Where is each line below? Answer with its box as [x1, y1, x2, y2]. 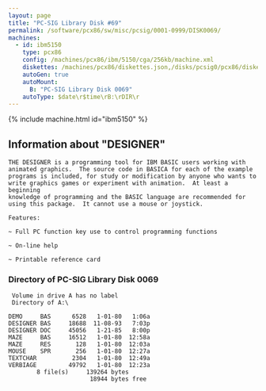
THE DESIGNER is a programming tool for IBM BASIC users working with [8, 159, 246, 167]
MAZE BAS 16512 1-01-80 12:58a [8, 334, 150, 342]
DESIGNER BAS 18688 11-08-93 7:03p [8, 320, 150, 328]
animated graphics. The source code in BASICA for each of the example [8, 166, 253, 174]
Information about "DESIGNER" [8, 137, 166, 151]
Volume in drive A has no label [11, 292, 119, 300]
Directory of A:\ [11, 299, 69, 307]
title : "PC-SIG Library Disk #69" [8, 19, 123, 27]
